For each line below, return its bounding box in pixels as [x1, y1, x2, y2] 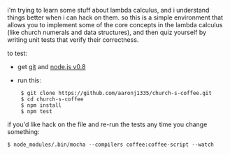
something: [7, 128, 40, 135]
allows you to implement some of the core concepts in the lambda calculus [7, 21, 223, 29]
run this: [17, 76, 42, 84]
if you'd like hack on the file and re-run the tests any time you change [7, 120, 208, 128]
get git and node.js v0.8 [17, 63, 86, 71]
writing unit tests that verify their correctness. [7, 36, 139, 44]
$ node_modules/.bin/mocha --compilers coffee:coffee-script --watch [7, 141, 215, 148]
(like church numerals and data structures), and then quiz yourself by [7, 28, 207, 36]
